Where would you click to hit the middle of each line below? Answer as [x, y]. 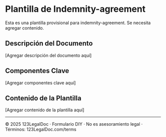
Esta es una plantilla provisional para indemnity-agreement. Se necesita [78, 23]
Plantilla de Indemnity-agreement [75, 9]
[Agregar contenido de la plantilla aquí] [45, 110]
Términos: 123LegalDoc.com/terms [41, 130]
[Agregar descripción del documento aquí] [48, 55]
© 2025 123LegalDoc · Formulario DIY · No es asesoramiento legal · [74, 124]
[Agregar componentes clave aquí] [41, 83]
